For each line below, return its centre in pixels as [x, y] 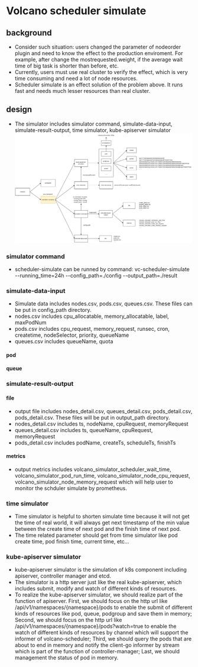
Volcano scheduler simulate [76, 11]
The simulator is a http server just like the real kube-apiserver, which [98, 582]
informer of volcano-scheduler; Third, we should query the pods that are [103, 639]
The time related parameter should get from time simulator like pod [96, 535]
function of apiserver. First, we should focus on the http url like [91, 601]
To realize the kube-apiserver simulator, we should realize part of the [99, 595]
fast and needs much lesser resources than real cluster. [82, 91]
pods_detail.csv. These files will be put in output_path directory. [92, 417]
